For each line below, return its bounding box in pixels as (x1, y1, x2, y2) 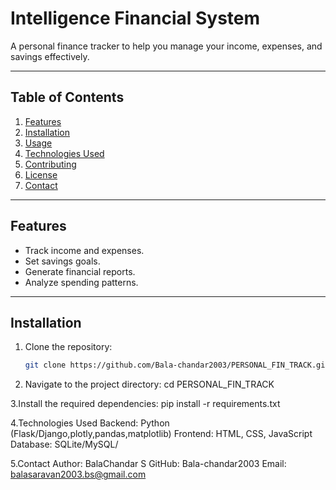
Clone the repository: (24, 341, 113, 353)
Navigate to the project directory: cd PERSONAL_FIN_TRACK (24, 378, 275, 391)
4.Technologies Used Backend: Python (10, 417, 170, 429)
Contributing (24, 158, 77, 170)
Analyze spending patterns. (24, 276, 139, 288)
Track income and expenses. (24, 244, 145, 256)
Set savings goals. (24, 255, 101, 267)
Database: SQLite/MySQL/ (10, 438, 119, 451)
